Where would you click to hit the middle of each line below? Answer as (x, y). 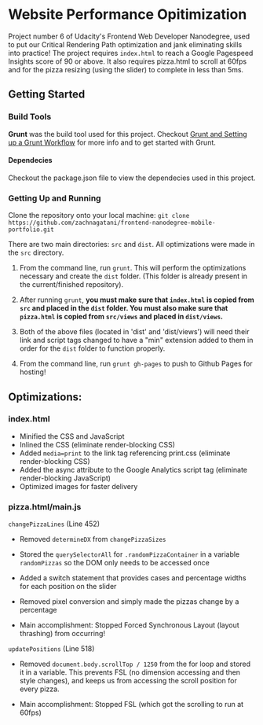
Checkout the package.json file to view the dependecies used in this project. (132, 178)
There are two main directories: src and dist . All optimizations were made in (131, 245)
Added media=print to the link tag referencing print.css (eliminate (125, 453)
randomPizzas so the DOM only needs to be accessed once (114, 563)
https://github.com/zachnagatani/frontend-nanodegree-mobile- (112, 223)
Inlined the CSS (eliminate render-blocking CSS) (97, 444)
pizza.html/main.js (45, 506)
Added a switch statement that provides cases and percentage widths (133, 578)
